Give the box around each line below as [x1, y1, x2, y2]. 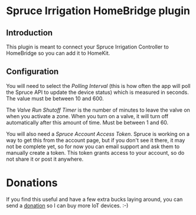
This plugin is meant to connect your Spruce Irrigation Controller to [6, 43, 169, 50]
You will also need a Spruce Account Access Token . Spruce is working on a [6, 130, 190, 137]
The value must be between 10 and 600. [6, 95, 104, 102]
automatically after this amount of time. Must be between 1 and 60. [6, 119, 169, 126]
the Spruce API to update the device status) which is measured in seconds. [6, 89, 189, 96]
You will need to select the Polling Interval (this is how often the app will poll [6, 82, 191, 89]
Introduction [6, 28, 53, 38]
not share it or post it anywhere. [6, 155, 84, 162]
